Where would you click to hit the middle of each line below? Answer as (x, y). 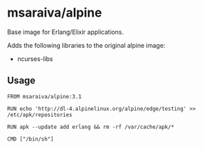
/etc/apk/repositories (40, 115)
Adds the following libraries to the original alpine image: (86, 45)
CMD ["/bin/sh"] (30, 139)
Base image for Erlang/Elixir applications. (66, 32)
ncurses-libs (35, 59)
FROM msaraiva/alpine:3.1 (44, 96)
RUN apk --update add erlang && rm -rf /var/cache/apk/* (91, 127)
